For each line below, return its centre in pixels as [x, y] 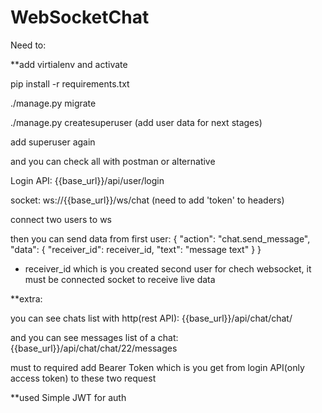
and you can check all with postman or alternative [113, 161]
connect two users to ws [61, 219]
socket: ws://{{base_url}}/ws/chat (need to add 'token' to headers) [147, 200]
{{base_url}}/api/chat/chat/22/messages [94, 348]
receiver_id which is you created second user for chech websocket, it [168, 268]
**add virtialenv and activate [69, 64]
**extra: [26, 298]
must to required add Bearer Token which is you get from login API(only [157, 367]
